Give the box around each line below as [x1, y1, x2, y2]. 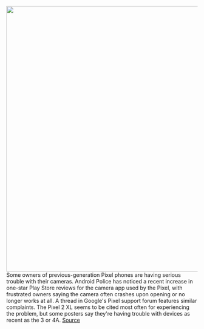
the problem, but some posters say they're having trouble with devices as [6, 310, 190, 317]
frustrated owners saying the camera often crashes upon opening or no [6, 291, 185, 297]
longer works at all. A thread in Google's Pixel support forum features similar [6, 297, 197, 304]
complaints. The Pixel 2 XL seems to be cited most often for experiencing [6, 304, 190, 311]
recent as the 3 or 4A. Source [6, 316, 81, 324]
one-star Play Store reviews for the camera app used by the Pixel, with [6, 284, 183, 291]
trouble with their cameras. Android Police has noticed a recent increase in [6, 278, 193, 285]
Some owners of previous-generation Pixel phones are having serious [6, 271, 181, 279]
